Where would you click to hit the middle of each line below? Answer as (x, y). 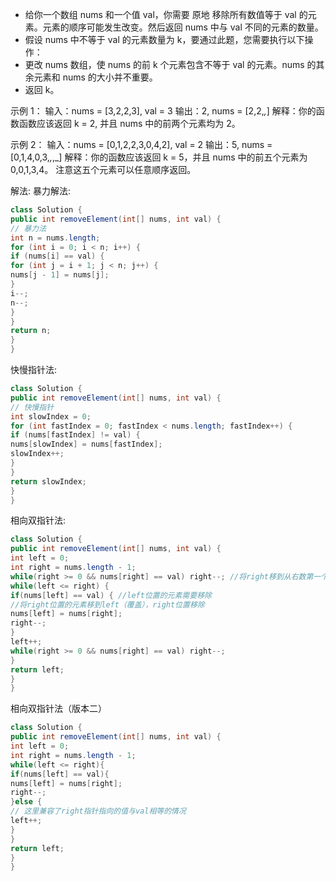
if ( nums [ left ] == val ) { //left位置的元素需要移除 (111, 595)
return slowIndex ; (48, 481)
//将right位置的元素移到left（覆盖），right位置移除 (107, 604)
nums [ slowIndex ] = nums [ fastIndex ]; (86, 444)
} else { (26, 802)
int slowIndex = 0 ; (51, 416)
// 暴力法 (28, 228)
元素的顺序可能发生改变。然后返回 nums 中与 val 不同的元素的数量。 (183, 27)
